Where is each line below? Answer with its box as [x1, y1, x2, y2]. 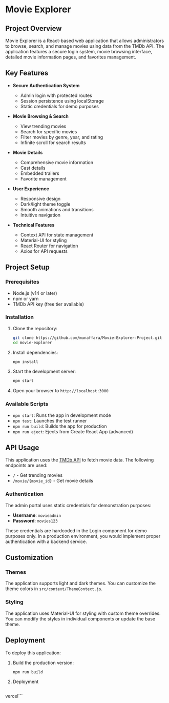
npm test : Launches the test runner [12, 417, 87, 424]
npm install [12, 359, 38, 365]
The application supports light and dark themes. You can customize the [5, 580, 156, 587]
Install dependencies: [12, 349, 58, 355]
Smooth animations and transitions [20, 206, 94, 212]
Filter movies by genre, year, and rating [20, 134, 103, 140]
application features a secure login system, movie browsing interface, [5, 49, 153, 54]
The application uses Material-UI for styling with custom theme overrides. [5, 610, 161, 616]
